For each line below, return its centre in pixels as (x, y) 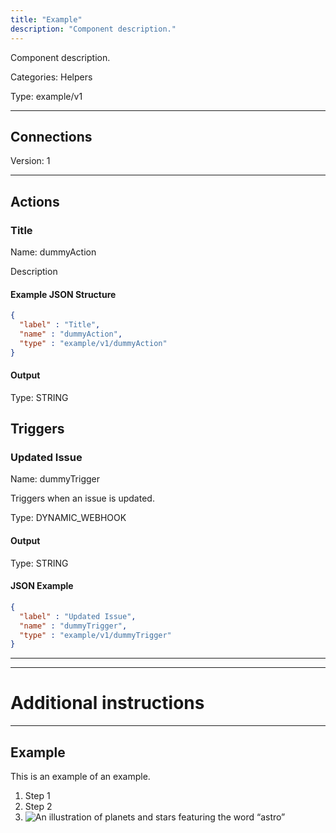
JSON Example (42, 586)
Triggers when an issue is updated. (82, 498)
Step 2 (38, 806)
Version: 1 (30, 161)
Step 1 (37, 795)
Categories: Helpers (51, 77)
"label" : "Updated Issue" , (78, 616)
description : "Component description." (93, 29)
